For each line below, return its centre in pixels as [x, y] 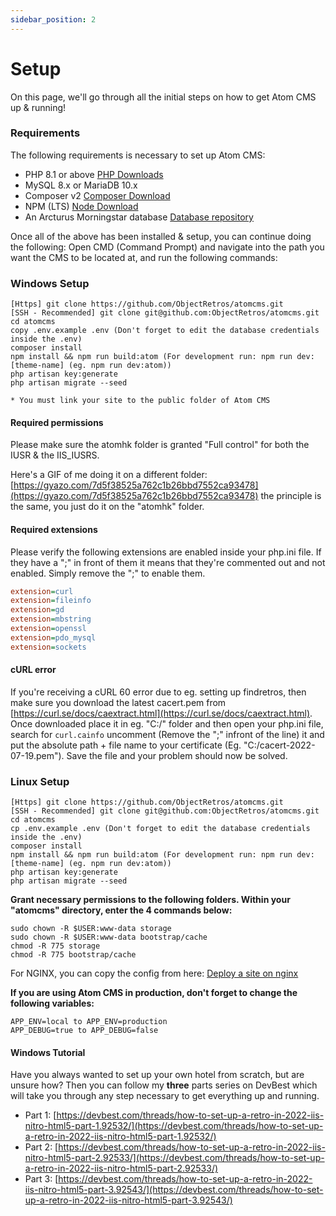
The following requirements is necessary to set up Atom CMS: [138, 155]
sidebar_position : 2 [53, 19]
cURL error [33, 670]
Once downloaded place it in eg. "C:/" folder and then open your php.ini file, [167, 723]
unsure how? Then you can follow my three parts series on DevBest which [164, 1085]
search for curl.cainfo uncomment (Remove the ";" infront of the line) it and [167, 734]
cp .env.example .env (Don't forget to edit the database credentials [160, 829]
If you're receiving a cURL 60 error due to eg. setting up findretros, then [158, 692]
